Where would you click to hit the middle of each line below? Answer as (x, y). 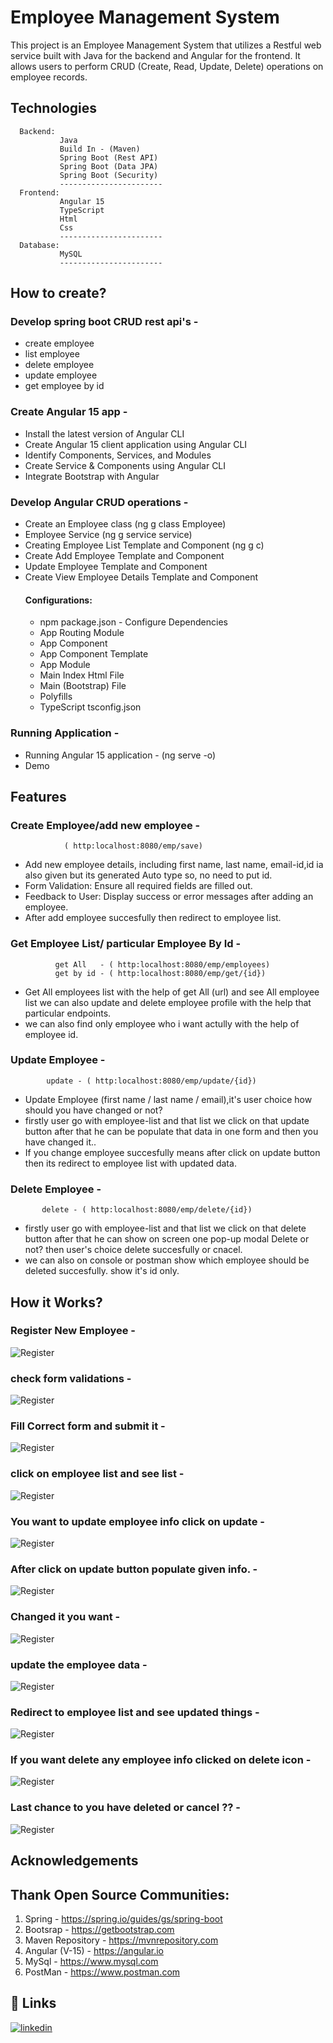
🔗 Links (33, 2003)
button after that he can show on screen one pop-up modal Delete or (167, 1239)
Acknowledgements (74, 1861)
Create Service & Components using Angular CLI (125, 465)
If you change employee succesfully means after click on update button (172, 1152)
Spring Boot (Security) (109, 175)
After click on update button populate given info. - (134, 1569)
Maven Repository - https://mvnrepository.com (121, 1940)
